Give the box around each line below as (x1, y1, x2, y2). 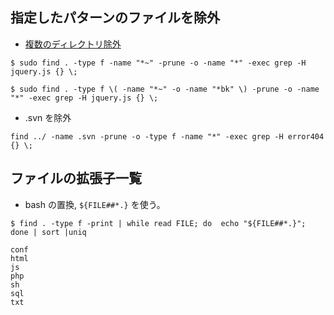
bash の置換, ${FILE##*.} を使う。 (24, 198, 166, 210)
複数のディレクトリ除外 (24, 38, 122, 50)
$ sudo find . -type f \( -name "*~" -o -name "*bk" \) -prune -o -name (10, 84, 320, 94)
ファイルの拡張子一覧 (10, 170, 142, 187)
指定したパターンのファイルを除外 (10, 9, 220, 27)
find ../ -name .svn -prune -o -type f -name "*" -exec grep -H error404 (10, 131, 325, 142)
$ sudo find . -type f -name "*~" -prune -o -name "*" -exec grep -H (10, 58, 307, 68)
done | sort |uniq (10, 227, 87, 237)
